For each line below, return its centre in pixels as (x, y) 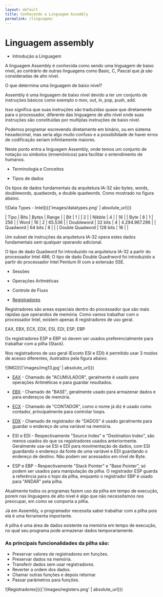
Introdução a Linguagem (37, 56)
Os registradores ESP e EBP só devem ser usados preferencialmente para (79, 338)
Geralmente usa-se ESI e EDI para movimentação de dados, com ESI (81, 446)
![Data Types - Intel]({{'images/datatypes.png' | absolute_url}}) (68, 208)
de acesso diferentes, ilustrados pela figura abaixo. (57, 358)
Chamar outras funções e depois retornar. (54, 575)
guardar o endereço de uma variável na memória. (62, 426)
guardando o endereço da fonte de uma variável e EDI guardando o (80, 451)
